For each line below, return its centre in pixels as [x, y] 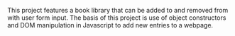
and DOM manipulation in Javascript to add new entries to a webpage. [110, 25]
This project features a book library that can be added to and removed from [118, 10]
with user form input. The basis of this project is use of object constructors [117, 18]
